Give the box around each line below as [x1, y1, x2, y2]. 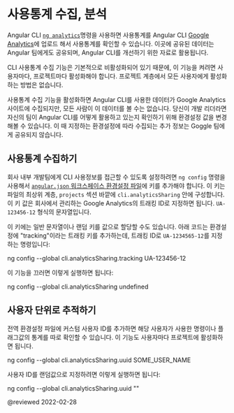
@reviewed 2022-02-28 [7, 398, 77, 406]
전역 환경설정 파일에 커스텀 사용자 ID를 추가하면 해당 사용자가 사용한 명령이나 [7, 324, 217, 333]
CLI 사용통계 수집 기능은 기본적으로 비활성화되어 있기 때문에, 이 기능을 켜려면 [7, 63, 217, 71]
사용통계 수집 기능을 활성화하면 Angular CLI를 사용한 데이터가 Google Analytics [7, 95, 226, 103]
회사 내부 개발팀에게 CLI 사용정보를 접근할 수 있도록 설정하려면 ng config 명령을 [7, 173, 226, 181]
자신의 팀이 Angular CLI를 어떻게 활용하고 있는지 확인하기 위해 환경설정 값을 [7, 113, 214, 121]
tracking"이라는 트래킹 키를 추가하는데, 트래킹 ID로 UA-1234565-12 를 [23, 231, 210, 240]
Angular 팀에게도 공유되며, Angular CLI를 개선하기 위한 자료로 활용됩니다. [7, 48, 209, 57]
